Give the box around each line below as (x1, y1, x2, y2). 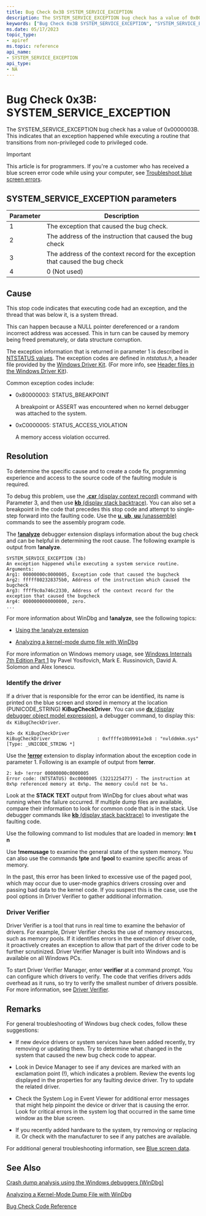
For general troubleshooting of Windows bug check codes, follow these (6, 1020, 188, 1028)
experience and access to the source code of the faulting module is (6, 474, 177, 481)
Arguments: (6, 566, 34, 572)
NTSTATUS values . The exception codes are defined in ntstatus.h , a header (6, 354, 197, 362)
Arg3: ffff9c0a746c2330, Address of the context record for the (6, 587, 174, 594)
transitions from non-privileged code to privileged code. (6, 139, 148, 146)
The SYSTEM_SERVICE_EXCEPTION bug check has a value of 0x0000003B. (6, 126, 199, 133)
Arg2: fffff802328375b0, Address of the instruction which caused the (6, 576, 191, 583)
